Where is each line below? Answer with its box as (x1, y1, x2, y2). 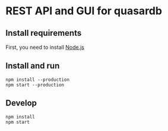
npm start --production (5, 82, 65, 88)
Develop (5, 98, 37, 108)
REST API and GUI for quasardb (5, 4, 163, 18)
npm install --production (5, 76, 69, 83)
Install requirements (5, 28, 82, 38)
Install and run (5, 61, 60, 71)
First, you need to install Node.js (5, 43, 84, 51)
